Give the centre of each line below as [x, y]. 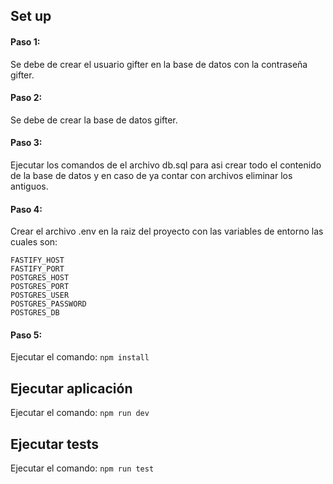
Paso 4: [26, 209]
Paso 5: [26, 335]
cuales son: [34, 242]
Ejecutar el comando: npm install [80, 357]
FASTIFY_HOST [37, 260]
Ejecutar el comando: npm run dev [80, 413]
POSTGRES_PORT [40, 287]
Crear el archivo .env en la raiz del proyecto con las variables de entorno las [167, 231]
